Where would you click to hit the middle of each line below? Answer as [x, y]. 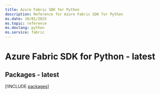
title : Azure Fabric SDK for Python [42, 10]
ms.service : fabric [25, 32]
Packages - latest [32, 75]
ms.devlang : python [25, 28]
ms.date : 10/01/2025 [26, 19]
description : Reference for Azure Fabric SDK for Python [64, 14]
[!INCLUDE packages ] [27, 86]
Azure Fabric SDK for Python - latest [80, 57]
